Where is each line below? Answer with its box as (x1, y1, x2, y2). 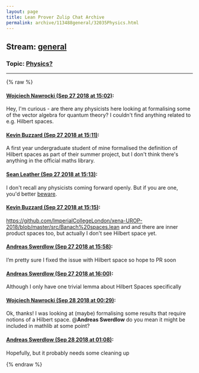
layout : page (6, 8, 38, 15)
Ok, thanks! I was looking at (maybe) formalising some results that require (6, 310, 187, 317)
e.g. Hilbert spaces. (6, 118, 54, 125)
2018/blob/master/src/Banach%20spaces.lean (6, 223, 120, 230)
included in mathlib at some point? (6, 323, 90, 330)
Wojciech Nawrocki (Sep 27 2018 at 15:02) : (6, 92, 114, 99)
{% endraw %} (6, 361, 43, 368)
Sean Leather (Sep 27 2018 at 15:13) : (6, 171, 98, 178)
